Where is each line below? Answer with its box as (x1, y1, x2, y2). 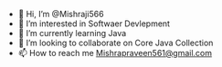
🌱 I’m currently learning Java (17, 28, 127, 38)
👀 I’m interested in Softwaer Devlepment (17, 18, 171, 29)
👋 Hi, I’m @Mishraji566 (17, 9, 104, 19)
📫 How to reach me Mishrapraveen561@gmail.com (17, 48, 213, 58)
